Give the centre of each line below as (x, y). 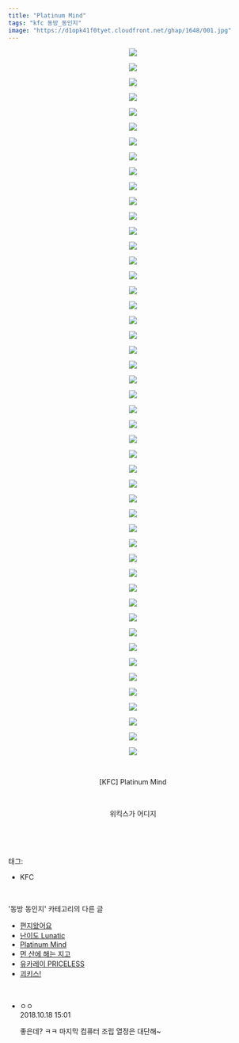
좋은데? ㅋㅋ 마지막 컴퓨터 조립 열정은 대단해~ (90, 1031)
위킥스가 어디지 (133, 814)
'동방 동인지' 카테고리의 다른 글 (56, 909)
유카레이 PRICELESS (52, 964)
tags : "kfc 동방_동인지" (45, 23)
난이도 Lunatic (42, 936)
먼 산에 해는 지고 (45, 954)
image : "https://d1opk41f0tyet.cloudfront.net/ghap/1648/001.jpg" (120, 30)
